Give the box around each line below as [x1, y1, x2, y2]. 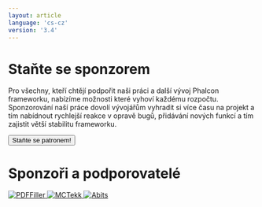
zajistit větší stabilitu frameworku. [8, 120, 117, 129]
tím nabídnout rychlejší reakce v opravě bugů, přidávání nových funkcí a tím [8, 111, 254, 120]
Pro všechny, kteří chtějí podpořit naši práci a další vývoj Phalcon [8, 86, 220, 95]
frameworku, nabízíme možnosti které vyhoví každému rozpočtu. [8, 94, 219, 104]
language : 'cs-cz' [8, 19, 68, 27]
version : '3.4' [8, 26, 58, 34]
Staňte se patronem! [12, 136, 72, 145]
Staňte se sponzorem [8, 60, 151, 78]
